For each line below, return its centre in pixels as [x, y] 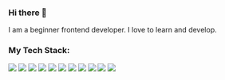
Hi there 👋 [28, 13]
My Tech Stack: [39, 51]
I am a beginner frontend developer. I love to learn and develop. [112, 30]
